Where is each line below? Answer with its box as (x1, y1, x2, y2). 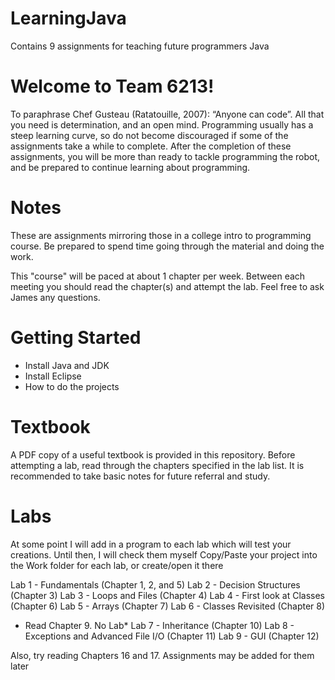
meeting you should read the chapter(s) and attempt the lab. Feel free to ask (10, 280, 325, 292)
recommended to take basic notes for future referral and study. (10, 470, 271, 482)
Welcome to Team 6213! (10, 75, 215, 98)
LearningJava (10, 7, 127, 30)
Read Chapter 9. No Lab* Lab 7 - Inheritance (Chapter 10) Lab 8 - (24, 619, 295, 631)
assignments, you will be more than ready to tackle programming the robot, (10, 150, 321, 162)
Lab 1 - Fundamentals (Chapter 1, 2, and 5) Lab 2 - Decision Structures (10, 578, 301, 591)
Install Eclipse (24, 370, 82, 382)
